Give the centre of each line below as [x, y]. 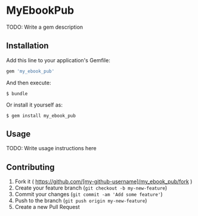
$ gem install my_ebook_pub [41, 115]
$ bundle [17, 93]
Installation [27, 46]
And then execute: [29, 83]
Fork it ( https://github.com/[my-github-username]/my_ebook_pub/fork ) [103, 182]
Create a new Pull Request [47, 207]
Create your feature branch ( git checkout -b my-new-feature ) [91, 188]
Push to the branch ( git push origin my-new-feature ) [81, 200]
